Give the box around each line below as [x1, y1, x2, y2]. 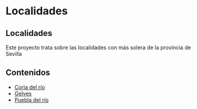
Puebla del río [14, 96, 49, 103]
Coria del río [14, 83, 46, 90]
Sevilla [5, 50, 22, 57]
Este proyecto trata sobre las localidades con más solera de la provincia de [5, 44, 192, 51]
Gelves [14, 90, 32, 97]
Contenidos [5, 68, 50, 78]
